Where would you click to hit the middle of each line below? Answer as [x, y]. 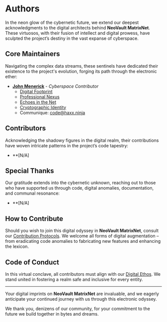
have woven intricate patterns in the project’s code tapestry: [67, 145]
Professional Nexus [40, 97]
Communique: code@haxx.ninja [52, 112]
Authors [22, 9]
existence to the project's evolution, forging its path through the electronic [81, 71]
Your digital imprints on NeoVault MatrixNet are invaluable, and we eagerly [82, 294]
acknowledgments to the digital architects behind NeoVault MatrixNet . [78, 27]
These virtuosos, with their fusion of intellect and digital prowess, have [78, 33]
